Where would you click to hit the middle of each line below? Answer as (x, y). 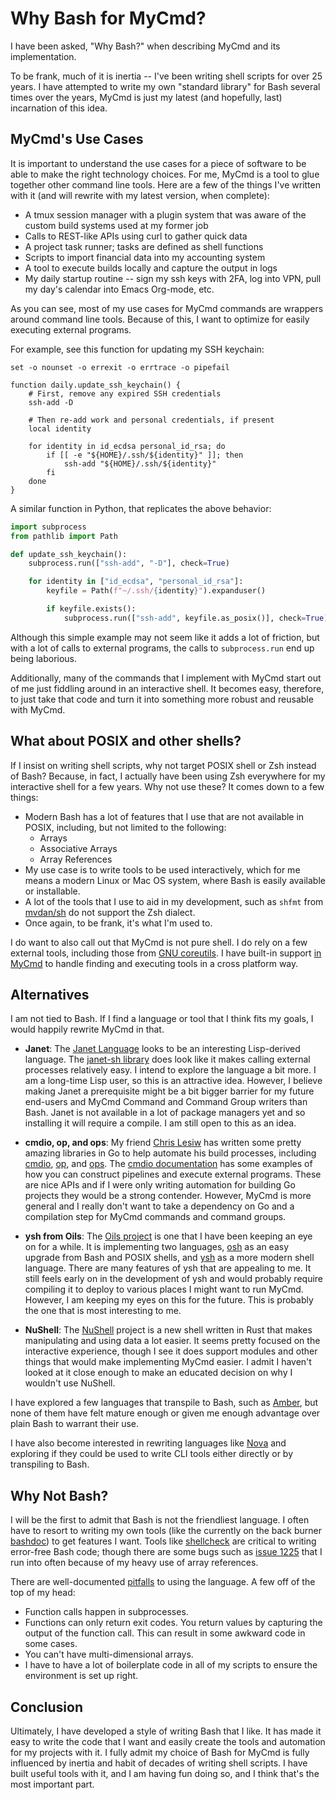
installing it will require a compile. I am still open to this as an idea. (160, 1123)
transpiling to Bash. (50, 1464)
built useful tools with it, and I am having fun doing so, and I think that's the (165, 1773)
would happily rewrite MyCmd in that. (87, 1029)
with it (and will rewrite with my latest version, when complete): (140, 195)
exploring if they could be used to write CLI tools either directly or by (152, 1454)
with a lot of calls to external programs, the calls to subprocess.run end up (162, 648)
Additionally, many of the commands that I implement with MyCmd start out (166, 678)
